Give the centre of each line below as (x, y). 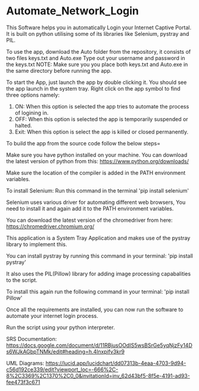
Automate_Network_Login (72, 11)
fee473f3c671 (23, 382)
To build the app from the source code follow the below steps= (83, 143)
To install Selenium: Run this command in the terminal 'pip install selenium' (98, 190)
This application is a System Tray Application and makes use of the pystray (98, 238)
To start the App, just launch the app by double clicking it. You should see (97, 82)
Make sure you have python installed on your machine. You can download (97, 155)
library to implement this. (37, 244)
